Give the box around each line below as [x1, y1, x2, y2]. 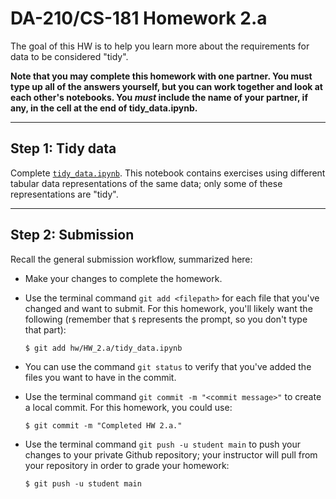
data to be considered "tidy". [10, 50, 129, 62]
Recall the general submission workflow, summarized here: [10, 253, 253, 265]
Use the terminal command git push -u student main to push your [24, 438, 301, 450]
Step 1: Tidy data [10, 140, 117, 157]
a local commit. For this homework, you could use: [24, 401, 233, 413]
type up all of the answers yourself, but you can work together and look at [10, 80, 323, 92]
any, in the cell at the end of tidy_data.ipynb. [10, 102, 198, 114]
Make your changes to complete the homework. [24, 272, 223, 284]
